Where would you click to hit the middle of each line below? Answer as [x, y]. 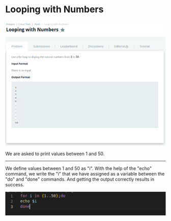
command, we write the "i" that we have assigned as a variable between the [85, 174]
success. [15, 185]
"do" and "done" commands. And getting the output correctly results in [80, 179]
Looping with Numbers [54, 9]
